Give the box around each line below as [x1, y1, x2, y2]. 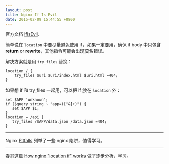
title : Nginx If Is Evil [5, 12, 57, 17]
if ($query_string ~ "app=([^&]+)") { [5, 102, 87, 107]
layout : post [5, 7, 33, 13]
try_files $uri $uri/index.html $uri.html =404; [14, 73, 118, 78]
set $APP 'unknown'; [5, 97, 49, 102]
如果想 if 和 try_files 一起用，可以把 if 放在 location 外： [5, 87, 121, 93]
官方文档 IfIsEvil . [5, 31, 39, 37]
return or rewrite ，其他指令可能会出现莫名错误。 [5, 48, 107, 54]
